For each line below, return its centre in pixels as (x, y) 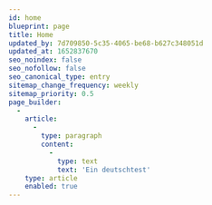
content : (58, 144)
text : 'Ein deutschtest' (104, 170)
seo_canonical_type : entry (59, 77)
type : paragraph (72, 136)
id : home (25, 18)
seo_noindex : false (45, 60)
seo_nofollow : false (48, 69)
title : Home (31, 34)
